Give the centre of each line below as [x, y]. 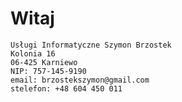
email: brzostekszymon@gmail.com [80, 80]
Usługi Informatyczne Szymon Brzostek [91, 45]
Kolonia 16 [33, 53]
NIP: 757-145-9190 [48, 71]
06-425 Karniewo [44, 62]
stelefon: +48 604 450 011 [66, 88]
